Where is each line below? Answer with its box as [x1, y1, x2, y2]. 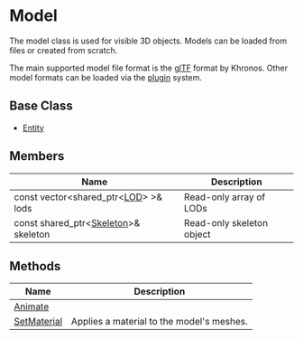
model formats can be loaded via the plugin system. [9, 71, 203, 82]
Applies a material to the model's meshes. [70, 315, 248, 328]
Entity [22, 122, 45, 133]
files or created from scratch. [9, 44, 118, 55]
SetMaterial [14, 315, 63, 328]
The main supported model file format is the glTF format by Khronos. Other [9, 62, 289, 73]
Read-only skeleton [183, 216, 269, 229]
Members [9, 148, 65, 164]
